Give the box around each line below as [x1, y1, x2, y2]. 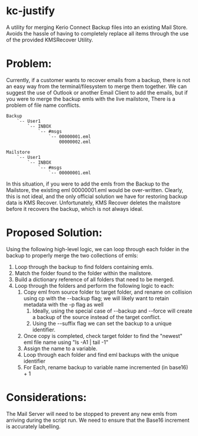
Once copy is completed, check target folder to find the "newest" [23, 332, 183, 339]
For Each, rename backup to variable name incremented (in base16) [23, 363, 189, 370]
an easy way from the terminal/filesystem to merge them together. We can [6, 83, 187, 90]
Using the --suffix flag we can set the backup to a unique [32, 320, 172, 327]
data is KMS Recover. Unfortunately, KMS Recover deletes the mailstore [6, 199, 181, 206]
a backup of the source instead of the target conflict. [32, 313, 161, 320]
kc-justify [6, 4, 55, 18]
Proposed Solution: [6, 226, 102, 240]
